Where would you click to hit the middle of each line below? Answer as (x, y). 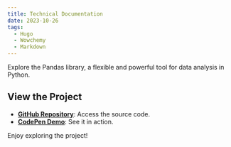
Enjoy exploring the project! (48, 135)
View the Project (45, 97)
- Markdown (30, 47)
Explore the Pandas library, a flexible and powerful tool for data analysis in (116, 67)
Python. (19, 75)
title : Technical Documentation (55, 14)
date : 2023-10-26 (33, 21)
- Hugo (23, 34)
